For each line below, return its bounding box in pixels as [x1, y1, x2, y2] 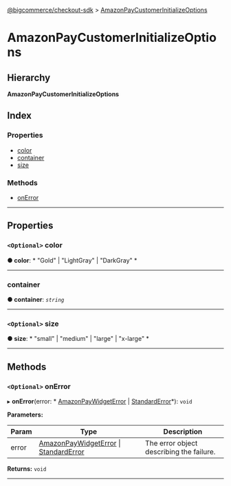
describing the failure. [145, 447, 216, 456]
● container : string [7, 295, 65, 303]
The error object [145, 438, 198, 448]
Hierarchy [7, 71, 51, 83]
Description [163, 426, 203, 436]
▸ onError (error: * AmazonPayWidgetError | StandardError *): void [7, 397, 192, 405]
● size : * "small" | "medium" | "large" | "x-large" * [7, 335, 150, 343]
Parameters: [7, 410, 43, 419]
